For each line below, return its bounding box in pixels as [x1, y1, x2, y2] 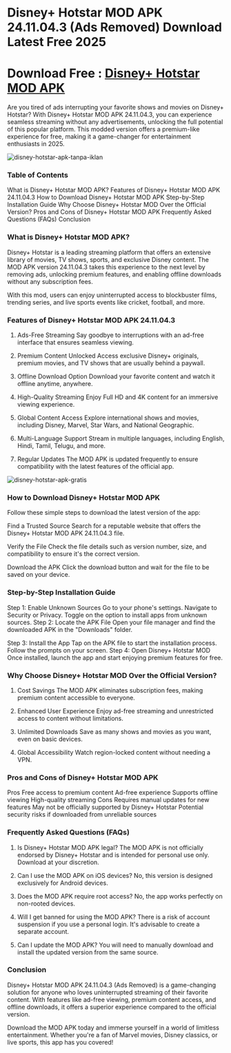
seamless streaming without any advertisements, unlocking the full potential [7, 118, 223, 126]
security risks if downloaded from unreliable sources [7, 810, 157, 819]
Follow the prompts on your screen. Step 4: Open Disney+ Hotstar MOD [7, 646, 211, 654]
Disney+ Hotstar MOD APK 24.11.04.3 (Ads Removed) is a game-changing [7, 981, 217, 989]
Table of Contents [7, 170, 69, 180]
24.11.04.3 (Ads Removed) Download [7, 19, 223, 35]
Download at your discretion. [17, 858, 100, 866]
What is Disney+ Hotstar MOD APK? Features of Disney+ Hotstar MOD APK [7, 186, 221, 194]
